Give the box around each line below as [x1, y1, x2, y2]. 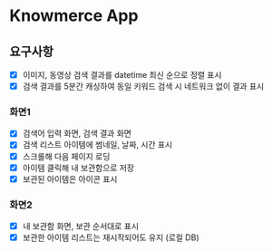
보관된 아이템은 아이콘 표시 [22, 173, 118, 184]
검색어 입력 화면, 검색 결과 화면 [22, 128, 131, 139]
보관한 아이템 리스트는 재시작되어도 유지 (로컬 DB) [22, 232, 199, 243]
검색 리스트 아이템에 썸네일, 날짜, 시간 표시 [22, 140, 173, 150]
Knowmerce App [9, 5, 139, 26]
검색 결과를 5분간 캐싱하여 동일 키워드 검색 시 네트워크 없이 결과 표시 [22, 81, 265, 92]
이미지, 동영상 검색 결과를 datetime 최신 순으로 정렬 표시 [22, 70, 222, 80]
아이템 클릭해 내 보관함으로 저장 [22, 162, 134, 173]
